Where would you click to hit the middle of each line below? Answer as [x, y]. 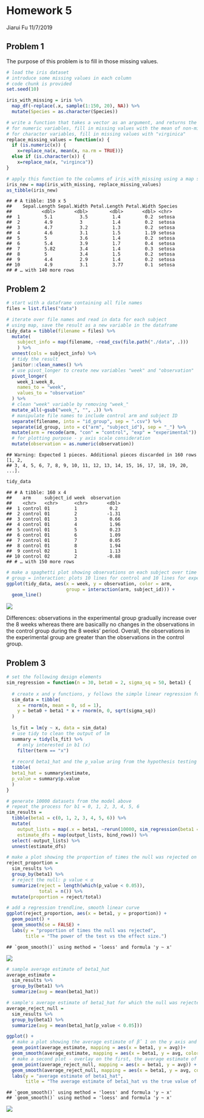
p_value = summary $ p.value [46, 779]
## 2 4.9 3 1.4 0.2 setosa [90, 223]
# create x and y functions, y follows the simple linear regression [101, 694]
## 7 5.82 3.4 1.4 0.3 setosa [90, 249]
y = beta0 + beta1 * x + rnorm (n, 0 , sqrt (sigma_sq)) [87, 711]
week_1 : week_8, [36, 382]
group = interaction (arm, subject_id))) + [120, 589]
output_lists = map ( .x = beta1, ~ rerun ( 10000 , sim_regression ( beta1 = [108, 829]
